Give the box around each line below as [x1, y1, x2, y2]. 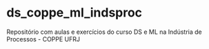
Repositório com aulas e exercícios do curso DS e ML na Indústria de [6, 28, 203, 36]
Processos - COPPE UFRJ [6, 35, 81, 43]
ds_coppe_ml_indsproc [6, 5, 143, 21]
